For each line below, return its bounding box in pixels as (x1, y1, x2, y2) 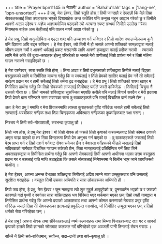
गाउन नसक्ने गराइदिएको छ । (5, 58, 49, 63)
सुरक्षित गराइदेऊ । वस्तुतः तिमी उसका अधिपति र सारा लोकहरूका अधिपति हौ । (5, 177, 125, 183)
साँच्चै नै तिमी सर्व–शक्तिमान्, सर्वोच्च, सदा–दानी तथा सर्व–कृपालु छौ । (5, 233, 109, 239)
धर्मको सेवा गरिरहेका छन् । (5, 209, 46, 214)
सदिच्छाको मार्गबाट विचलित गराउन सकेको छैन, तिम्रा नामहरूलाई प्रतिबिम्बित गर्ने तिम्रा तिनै (5, 146, 138, 151)
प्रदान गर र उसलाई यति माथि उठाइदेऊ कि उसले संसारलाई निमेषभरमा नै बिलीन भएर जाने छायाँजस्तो (5, 156, 154, 162)
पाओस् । (5, 162, 19, 168)
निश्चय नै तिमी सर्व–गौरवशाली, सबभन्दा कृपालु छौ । (5, 120, 83, 125)
